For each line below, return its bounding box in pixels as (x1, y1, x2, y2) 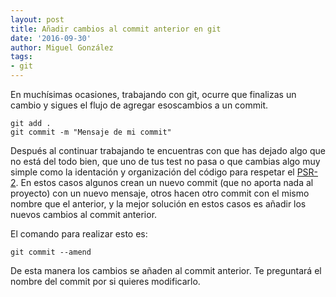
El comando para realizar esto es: (10, 228, 148, 240)
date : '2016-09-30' (10, 33, 92, 43)
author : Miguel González (10, 42, 114, 53)
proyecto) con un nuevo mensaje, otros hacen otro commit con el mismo (10, 187, 310, 199)
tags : (10, 52, 33, 62)
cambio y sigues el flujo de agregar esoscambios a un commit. (10, 99, 269, 111)
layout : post (10, 14, 65, 25)
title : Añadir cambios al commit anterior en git (10, 24, 222, 34)
